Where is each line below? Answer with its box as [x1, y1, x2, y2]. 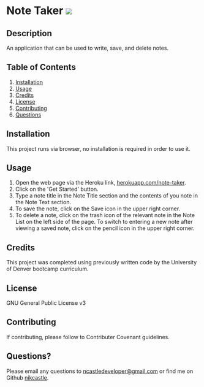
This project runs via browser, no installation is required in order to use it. [6, 145, 191, 152]
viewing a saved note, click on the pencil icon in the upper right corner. [15, 224, 195, 232]
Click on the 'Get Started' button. [15, 185, 99, 193]
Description [6, 28, 52, 39]
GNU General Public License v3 [6, 299, 86, 307]
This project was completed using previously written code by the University [6, 259, 197, 266]
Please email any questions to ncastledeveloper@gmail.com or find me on [6, 367, 194, 375]
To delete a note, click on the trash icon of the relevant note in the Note [15, 212, 195, 219]
